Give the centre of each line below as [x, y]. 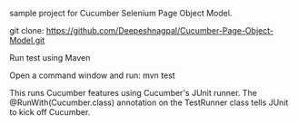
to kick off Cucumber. [50, 112]
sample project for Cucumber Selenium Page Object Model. [121, 13]
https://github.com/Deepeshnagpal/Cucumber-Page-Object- [160, 30]
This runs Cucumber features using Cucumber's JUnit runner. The [133, 93]
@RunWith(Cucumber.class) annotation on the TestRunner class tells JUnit [149, 102]
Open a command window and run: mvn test [92, 75]
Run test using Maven [50, 58]
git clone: [27, 30]
